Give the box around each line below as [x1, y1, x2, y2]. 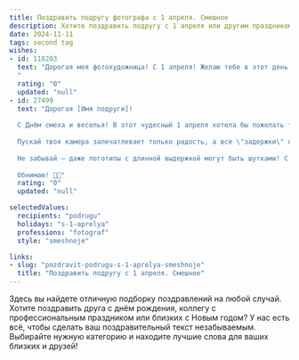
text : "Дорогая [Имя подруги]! [17, 104, 133, 113]
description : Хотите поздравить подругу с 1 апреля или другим [9, 21, 249, 30]
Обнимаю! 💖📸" [17, 170, 66, 179]
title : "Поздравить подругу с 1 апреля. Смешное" [17, 269, 205, 278]
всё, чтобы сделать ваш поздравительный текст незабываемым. [9, 322, 256, 332]
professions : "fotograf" [17, 228, 109, 237]
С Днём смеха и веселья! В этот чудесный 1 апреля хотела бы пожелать [17, 121, 285, 130]
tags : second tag [9, 37, 74, 47]
